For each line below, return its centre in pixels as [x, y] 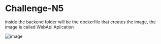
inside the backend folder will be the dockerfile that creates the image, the [80, 22]
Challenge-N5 [34, 8]
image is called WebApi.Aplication [40, 27]
